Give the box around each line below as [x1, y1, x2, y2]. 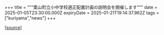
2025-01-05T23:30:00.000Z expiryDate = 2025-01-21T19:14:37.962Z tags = [4, 10, 160, 16]
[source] [4, 25, 22, 31]
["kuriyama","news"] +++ [4, 15, 56, 21]
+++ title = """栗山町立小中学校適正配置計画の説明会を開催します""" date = [4, 4, 158, 10]
